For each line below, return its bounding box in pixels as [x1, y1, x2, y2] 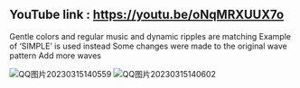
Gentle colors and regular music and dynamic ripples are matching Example [9, 31, 292, 41]
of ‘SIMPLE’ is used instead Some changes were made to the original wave [9, 40, 287, 51]
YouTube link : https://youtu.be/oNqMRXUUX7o [9, 7, 285, 22]
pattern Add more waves [9, 49, 102, 61]
